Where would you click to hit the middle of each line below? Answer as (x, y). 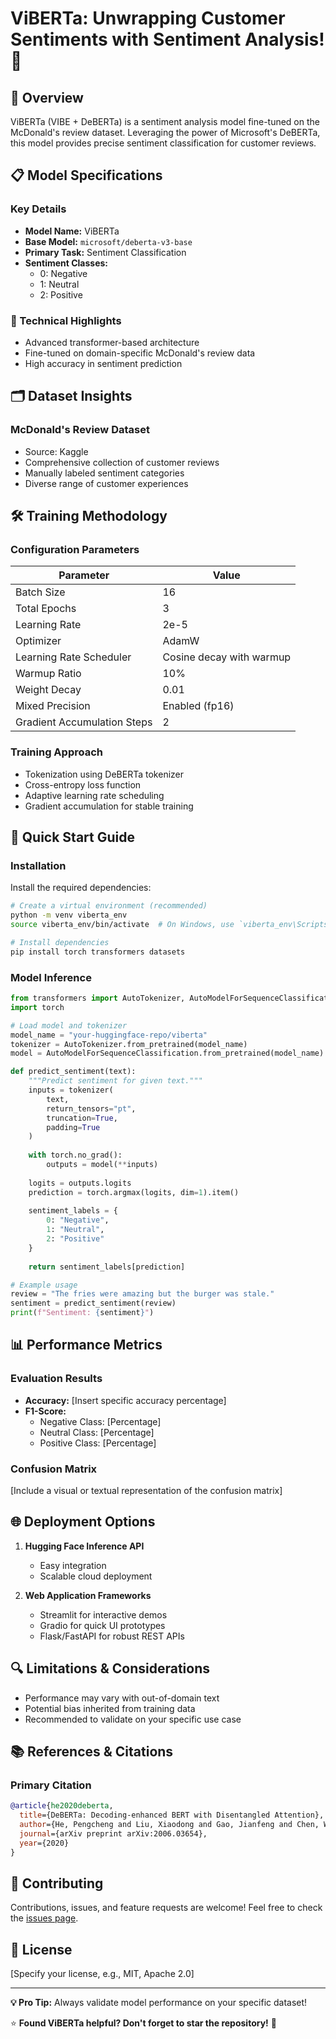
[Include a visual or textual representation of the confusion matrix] (146, 1490)
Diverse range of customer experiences (106, 483)
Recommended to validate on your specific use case (133, 1719)
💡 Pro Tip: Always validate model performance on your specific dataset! (159, 2003)
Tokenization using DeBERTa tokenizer (104, 774)
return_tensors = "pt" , (91, 1108)
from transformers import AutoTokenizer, (98, 998)
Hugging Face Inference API (84, 1546)
